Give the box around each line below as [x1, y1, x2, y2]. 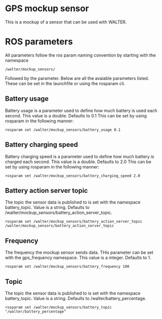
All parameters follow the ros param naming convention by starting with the [5, 52, 156, 58]
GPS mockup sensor [5, 3, 89, 14]
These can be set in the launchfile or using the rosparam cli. [5, 80, 126, 86]
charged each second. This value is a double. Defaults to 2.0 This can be [5, 159, 152, 165]
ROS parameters [5, 36, 73, 47]
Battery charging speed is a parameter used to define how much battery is [5, 153, 154, 159]
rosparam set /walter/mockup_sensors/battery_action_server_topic [5, 219, 143, 224]
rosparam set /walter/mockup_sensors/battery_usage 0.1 [5, 127, 121, 132]
